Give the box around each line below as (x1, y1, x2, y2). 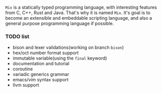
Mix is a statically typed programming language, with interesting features (5, 5, 157, 10)
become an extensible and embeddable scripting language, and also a (5, 15, 152, 21)
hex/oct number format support (12, 50, 79, 56)
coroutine (12, 66, 33, 72)
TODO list (5, 33, 29, 40)
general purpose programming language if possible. (5, 20, 114, 26)
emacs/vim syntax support (12, 77, 69, 83)
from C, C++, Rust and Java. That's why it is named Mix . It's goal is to (5, 10, 151, 16)
